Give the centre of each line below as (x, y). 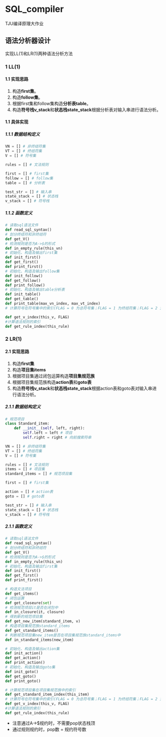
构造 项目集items (29, 369)
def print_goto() (23, 681)
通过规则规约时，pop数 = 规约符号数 (49, 729)
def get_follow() (23, 280)
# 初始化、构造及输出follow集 (33, 271)
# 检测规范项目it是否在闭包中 (32, 608)
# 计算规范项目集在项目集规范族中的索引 (41, 690)
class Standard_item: (27, 424)
